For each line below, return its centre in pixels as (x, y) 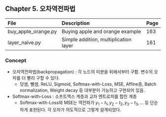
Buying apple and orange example (101, 31)
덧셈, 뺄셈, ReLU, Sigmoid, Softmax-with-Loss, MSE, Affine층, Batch (88, 84)
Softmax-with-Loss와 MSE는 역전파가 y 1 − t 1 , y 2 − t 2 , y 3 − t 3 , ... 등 (84, 103)
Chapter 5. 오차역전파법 (40, 9)
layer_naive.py (24, 42)
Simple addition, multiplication (97, 39)
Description (76, 23)
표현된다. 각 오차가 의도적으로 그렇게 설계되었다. (75, 110)
